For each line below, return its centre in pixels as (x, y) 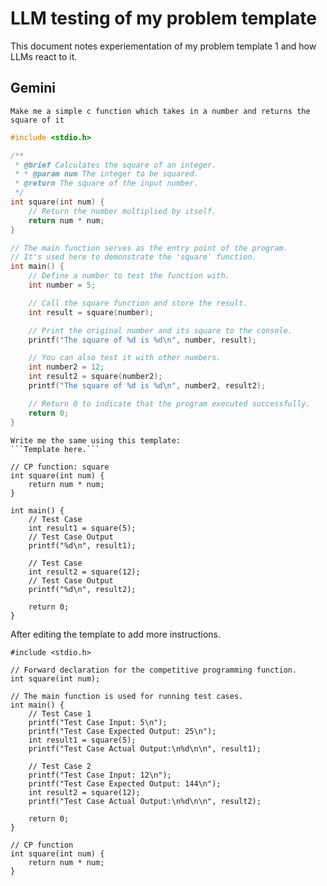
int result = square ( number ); (91, 312)
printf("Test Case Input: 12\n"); (100, 775)
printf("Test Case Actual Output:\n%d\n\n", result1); (145, 748)
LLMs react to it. (44, 56)
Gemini (33, 88)
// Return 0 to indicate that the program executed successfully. (169, 403)
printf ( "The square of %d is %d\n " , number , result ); (142, 340)
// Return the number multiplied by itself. (122, 211)
